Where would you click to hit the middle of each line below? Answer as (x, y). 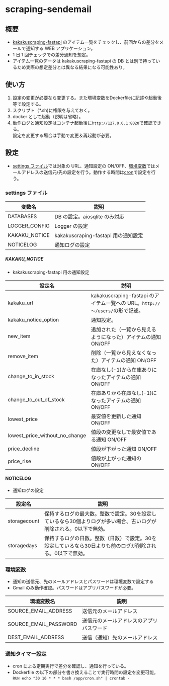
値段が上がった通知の (116, 458)
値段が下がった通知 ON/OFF (124, 449)
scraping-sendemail (48, 9)
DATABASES (22, 216)
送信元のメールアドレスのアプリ (120, 621)
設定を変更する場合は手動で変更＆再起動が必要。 (63, 135)
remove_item (23, 356)
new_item (19, 336)
